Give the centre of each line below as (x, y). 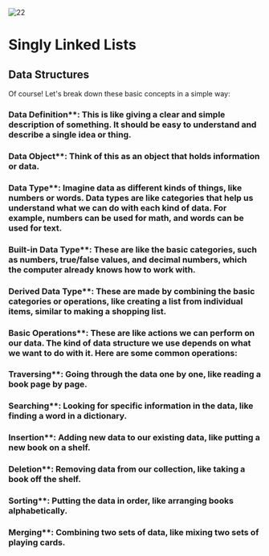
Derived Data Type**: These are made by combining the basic (132, 291)
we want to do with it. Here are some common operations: (123, 353)
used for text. (35, 227)
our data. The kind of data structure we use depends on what (130, 343)
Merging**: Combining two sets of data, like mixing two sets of (134, 533)
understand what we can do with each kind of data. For (118, 207)
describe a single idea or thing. (70, 134)
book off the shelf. (45, 480)
